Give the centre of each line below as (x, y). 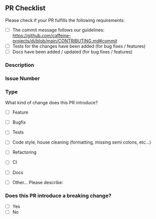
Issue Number (23, 78)
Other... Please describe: (38, 182)
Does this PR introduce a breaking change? (58, 196)
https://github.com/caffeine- (42, 35)
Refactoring (24, 152)
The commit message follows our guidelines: (58, 30)
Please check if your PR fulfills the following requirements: (65, 20)
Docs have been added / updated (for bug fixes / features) (73, 51)
